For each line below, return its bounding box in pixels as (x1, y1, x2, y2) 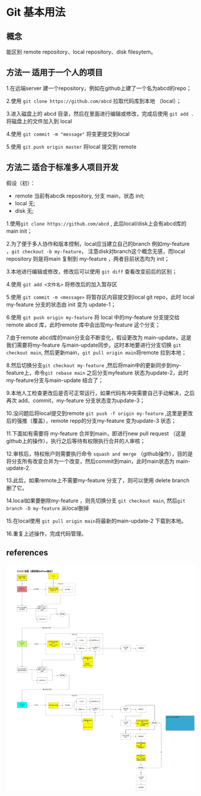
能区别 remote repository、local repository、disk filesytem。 (6, 49, 157, 55)
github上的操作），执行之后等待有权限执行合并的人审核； (6, 437, 146, 444)
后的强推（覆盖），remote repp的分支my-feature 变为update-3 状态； (6, 417, 177, 424)
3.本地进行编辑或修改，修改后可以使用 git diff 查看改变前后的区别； (6, 268, 178, 275)
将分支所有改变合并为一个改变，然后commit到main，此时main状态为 (6, 457, 175, 465)
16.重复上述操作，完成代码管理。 (6, 530, 87, 537)
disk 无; (14, 207, 34, 214)
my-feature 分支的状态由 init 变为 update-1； (6, 301, 116, 308)
